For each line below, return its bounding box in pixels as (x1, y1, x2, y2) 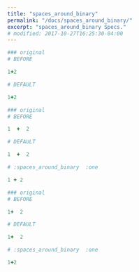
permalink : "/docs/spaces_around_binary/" (7, 17, 133, 24)
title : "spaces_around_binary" (7, 10, 98, 18)
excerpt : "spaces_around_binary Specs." (7, 23, 127, 30)
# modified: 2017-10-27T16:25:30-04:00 (7, 30, 124, 37)
